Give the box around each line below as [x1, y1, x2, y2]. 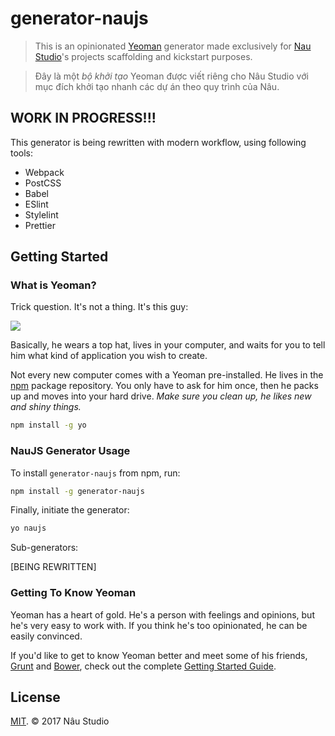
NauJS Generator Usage [10, 444, 131, 458]
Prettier [24, 219, 56, 231]
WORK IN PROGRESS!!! [10, 110, 157, 127]
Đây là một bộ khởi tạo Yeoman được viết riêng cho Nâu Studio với [34, 70, 309, 82]
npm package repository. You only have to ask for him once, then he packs [10, 380, 319, 392]
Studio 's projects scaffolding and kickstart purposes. [34, 50, 253, 62]
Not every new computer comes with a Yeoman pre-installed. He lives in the [10, 369, 324, 381]
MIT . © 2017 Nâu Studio [10, 715, 110, 727]
